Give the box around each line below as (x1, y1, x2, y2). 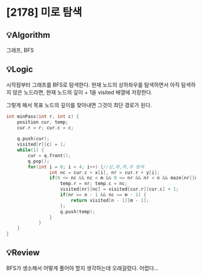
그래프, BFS (6, 46, 34, 54)
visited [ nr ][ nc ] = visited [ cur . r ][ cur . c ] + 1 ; (60, 186, 179, 193)
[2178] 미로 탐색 (6, 5, 82, 19)
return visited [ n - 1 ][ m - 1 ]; (70, 197, 149, 204)
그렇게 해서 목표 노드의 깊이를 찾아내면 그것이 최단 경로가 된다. (6, 101, 152, 108)
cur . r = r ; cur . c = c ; (17, 125, 74, 131)
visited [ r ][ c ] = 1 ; (17, 142, 66, 148)
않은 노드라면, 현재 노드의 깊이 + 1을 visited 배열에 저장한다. (12, 89, 153, 96)
